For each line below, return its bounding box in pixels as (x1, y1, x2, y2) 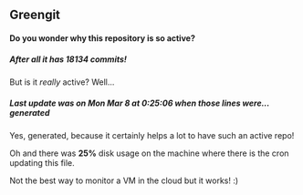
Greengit (9, 7, 61, 23)
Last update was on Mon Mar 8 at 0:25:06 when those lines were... (9, 97, 270, 108)
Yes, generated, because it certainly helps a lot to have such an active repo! (9, 129, 295, 140)
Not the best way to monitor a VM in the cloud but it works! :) (9, 175, 239, 186)
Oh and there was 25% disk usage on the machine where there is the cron (9, 148, 289, 159)
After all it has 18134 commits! (9, 54, 128, 65)
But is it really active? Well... (9, 77, 115, 87)
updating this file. (9, 157, 75, 168)
